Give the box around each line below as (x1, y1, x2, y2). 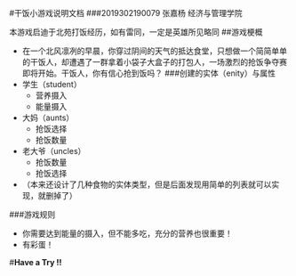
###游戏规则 (9, 209, 56, 220)
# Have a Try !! (9, 257, 62, 267)
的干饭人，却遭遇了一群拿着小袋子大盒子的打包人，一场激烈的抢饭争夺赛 (21, 57, 287, 67)
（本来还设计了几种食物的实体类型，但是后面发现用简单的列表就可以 (21, 179, 272, 190)
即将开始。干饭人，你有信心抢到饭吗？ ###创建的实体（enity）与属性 (21, 68, 276, 78)
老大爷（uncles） (21, 146, 86, 156)
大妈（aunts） (21, 112, 75, 123)
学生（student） (21, 79, 82, 89)
